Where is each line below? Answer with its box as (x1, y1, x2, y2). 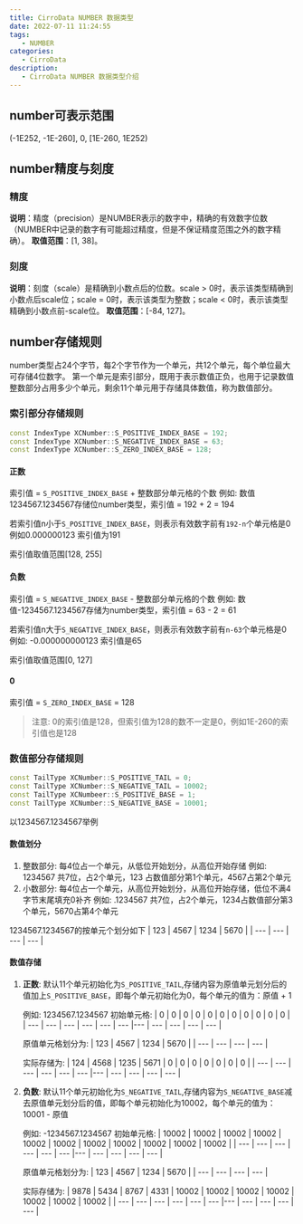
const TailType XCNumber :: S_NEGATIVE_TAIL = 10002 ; (9, 782, 208, 791)
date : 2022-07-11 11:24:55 (9, 22, 111, 31)
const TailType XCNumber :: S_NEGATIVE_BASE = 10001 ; (9, 798, 208, 808)
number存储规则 (9, 334, 102, 349)
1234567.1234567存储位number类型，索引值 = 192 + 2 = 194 (9, 499, 235, 510)
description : (9, 64, 59, 73)
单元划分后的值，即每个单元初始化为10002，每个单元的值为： (46, 1097, 276, 1109)
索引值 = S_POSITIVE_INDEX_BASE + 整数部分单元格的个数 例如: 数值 (9, 488, 256, 499)
